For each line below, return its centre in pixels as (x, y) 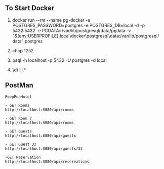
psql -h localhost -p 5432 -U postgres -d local (60, 60)
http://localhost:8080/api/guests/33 (44, 148)
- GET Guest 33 (21, 144)
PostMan (19, 85)
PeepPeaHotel (19, 97)
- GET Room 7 (19, 118)
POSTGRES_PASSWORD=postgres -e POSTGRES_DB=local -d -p (79, 25)
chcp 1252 (23, 50)
